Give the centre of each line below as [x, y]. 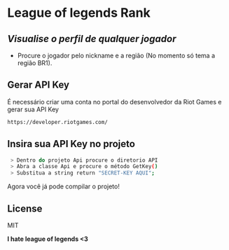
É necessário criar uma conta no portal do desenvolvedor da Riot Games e [114, 102]
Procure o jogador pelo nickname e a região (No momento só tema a [116, 55]
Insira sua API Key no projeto [71, 144]
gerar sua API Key [33, 109]
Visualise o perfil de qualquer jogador [92, 39]
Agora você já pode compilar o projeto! [64, 186]
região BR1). [35, 63]
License [25, 208]
